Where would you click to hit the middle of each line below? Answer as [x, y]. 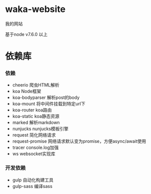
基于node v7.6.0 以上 [26, 34]
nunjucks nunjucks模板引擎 [40, 129]
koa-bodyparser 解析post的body [46, 97]
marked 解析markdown [36, 122]
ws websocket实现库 [34, 154]
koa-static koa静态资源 [36, 116]
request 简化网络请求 [34, 135]
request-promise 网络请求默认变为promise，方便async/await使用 [79, 141]
